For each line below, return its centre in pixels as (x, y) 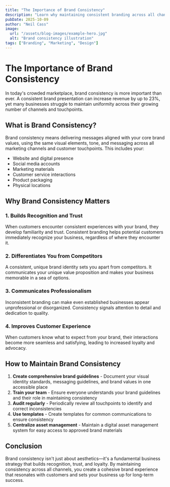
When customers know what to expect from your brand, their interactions (82, 337)
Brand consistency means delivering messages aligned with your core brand (85, 137)
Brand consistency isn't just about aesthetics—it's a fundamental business (83, 459)
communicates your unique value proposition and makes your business (79, 272)
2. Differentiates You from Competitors (54, 256)
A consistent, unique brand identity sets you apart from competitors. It (78, 267)
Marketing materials (33, 169)
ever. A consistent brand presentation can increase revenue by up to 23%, (83, 98)
